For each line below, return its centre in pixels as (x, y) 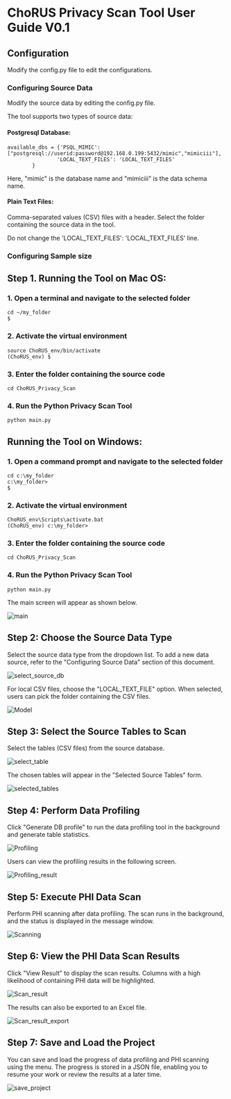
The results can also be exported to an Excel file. (77, 1007)
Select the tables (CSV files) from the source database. (86, 748)
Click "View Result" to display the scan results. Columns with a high (104, 973)
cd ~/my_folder (29, 313)
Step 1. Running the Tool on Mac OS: (87, 278)
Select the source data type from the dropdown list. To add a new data (108, 654)
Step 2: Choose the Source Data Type (90, 638)
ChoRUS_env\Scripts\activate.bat (55, 520)
